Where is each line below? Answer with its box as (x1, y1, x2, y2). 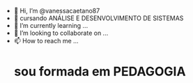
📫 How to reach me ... (13, 37, 79, 45)
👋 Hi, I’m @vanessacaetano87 (13, 7, 100, 15)
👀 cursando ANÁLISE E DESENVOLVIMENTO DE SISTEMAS (13, 14, 184, 22)
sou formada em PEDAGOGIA (13, 63, 186, 80)
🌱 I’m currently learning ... (13, 22, 88, 29)
